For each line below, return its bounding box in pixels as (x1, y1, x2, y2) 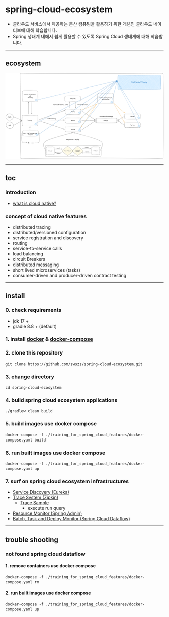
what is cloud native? (12, 200, 57, 206)
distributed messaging (12, 261, 59, 268)
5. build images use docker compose (5, 420, 97, 427)
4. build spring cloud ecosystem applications (5, 397, 118, 403)
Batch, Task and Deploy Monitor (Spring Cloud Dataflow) (12, 516, 130, 522)
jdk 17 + (12, 318, 29, 324)
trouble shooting (5, 535, 59, 544)
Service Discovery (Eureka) (12, 489, 69, 495)
